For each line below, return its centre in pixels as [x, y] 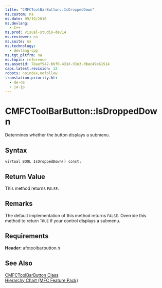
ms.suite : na [18, 42]
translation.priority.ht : [31, 78]
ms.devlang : [17, 23]
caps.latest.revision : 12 [31, 69]
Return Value [25, 177]
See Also [19, 263]
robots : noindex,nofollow [31, 73]
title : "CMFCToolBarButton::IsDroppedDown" [50, 10]
